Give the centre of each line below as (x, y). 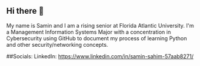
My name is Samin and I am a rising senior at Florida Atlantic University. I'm (100, 25)
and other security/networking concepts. (57, 44)
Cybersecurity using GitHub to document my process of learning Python (97, 38)
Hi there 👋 (25, 11)
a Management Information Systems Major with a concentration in (89, 32)
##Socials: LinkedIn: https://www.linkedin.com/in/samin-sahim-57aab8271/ (100, 56)
